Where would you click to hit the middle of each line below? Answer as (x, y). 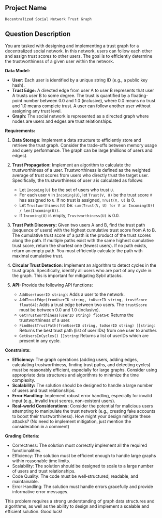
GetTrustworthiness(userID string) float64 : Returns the (76, 315)
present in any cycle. (40, 340)
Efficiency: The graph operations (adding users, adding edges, (75, 359)
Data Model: (18, 70)
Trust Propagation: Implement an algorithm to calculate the (71, 165)
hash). (18, 85)
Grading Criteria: (22, 436)
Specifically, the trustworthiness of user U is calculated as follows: (78, 180)
